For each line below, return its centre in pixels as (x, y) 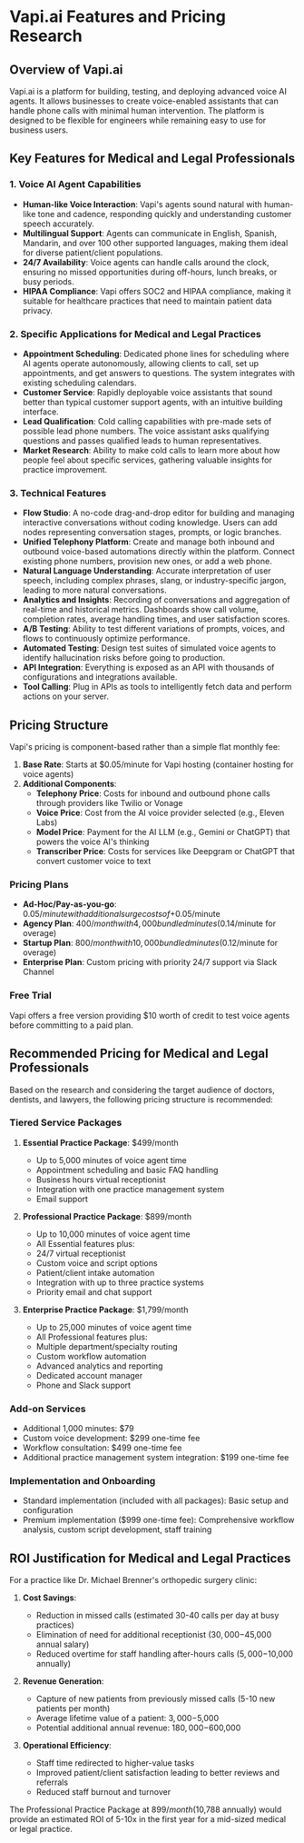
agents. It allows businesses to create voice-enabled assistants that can (144, 101)
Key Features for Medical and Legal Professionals (152, 159)
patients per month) (73, 1709)
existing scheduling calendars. (80, 383)
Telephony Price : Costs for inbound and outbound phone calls (153, 793)
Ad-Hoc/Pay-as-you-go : (69, 904)
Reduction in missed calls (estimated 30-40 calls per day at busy (157, 1616)
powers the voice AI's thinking (93, 842)
